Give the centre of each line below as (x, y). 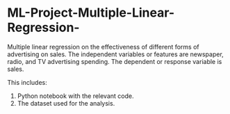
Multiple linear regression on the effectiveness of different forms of (103, 47)
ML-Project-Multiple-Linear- (91, 13)
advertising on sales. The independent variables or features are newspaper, (115, 54)
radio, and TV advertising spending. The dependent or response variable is (115, 61)
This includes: (27, 82)
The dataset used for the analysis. (66, 103)
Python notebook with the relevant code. (75, 96)
